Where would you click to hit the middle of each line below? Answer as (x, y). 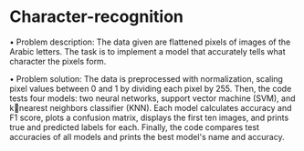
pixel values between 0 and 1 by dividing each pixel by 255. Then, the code (151, 88)
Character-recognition (97, 17)
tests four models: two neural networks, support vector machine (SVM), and (152, 98)
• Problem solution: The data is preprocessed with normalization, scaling (146, 78)
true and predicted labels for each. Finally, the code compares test (135, 127)
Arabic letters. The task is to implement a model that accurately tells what (147, 51)
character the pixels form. (58, 61)
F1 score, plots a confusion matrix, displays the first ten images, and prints (149, 117)
